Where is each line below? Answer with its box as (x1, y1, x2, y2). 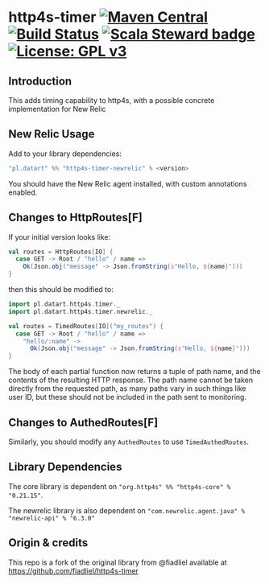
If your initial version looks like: (8, 232, 111, 241)
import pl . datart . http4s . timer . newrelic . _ (8, 307, 153, 315)
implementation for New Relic (8, 105, 106, 113)
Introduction (8, 74, 72, 88)
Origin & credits (8, 536, 89, 550)
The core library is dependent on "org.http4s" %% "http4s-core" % (8, 481, 231, 491)
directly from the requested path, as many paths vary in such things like (8, 384, 247, 393)
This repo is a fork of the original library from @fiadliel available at (8, 557, 227, 567)
